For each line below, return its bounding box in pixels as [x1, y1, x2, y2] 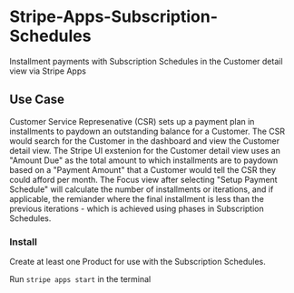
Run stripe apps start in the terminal [9, 274, 152, 285]
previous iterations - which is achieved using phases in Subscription [9, 203, 265, 214]
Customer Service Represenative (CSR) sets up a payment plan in [9, 116, 255, 126]
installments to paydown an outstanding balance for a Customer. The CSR [9, 126, 286, 136]
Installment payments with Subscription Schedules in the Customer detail [9, 56, 283, 66]
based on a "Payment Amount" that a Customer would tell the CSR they [9, 164, 277, 175]
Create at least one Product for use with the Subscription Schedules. [9, 257, 266, 268]
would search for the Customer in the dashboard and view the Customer [9, 135, 280, 146]
